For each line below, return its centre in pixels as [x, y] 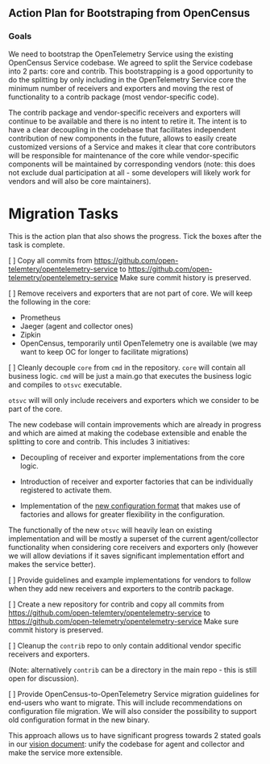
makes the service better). [52, 564]
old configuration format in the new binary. [79, 720]
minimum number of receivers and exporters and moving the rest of [121, 88]
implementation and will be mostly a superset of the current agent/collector [134, 538]
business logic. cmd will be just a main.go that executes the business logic [130, 376]
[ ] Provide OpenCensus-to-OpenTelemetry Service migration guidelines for [134, 694]
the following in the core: [50, 301]
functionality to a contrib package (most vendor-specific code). [114, 97]
